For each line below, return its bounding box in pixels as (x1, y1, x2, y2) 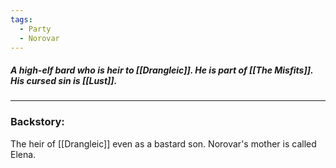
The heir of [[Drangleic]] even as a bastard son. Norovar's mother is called (10, 137, 317, 150)
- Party (19, 24, 52, 34)
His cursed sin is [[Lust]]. (10, 74, 118, 86)
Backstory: (10, 115, 65, 129)
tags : (10, 14, 33, 25)
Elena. (10, 148, 37, 160)
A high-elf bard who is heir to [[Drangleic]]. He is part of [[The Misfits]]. (10, 64, 314, 76)
